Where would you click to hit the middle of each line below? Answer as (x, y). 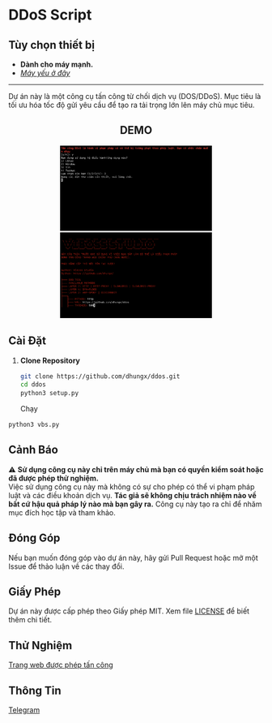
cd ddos (33, 385)
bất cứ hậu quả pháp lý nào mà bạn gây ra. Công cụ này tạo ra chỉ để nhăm (135, 504)
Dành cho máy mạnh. (57, 64)
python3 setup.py (49, 394)
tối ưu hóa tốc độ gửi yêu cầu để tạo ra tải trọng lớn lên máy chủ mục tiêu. (132, 105)
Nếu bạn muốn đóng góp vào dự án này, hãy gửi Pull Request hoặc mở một (134, 557)
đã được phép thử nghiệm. (53, 478)
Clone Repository (50, 360)
